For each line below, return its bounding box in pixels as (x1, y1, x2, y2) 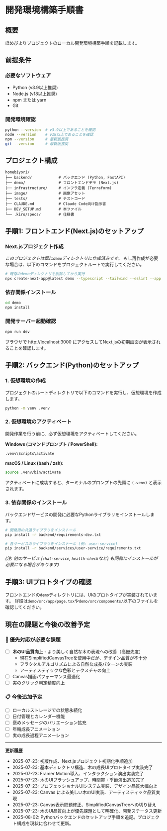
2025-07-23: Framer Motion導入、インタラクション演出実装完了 (12, 770, 144, 776)
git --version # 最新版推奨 (5, 141, 69, 146)
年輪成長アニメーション (12, 726, 61, 732)
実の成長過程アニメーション (12, 732, 70, 738)
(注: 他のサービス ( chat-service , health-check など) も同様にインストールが (5, 555, 158, 561)
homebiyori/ (5, 170, 30, 175)
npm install (5, 305, 30, 310)
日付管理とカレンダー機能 (12, 714, 65, 720)
